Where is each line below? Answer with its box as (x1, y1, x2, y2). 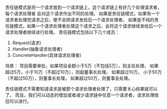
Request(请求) (12, 40, 41, 46)
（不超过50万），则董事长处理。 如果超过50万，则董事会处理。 (5, 75, 133, 81)
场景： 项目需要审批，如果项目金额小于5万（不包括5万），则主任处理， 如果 (5, 63, 159, 69)
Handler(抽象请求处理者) (12, 46, 63, 52)
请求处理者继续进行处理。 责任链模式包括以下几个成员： (5, 29, 120, 35)
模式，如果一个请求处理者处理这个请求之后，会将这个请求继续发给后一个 (13, 23, 162, 29)
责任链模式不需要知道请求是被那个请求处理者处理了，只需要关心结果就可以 (5, 86, 158, 92)
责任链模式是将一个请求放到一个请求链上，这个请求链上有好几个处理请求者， (5, 4, 162, 10)
